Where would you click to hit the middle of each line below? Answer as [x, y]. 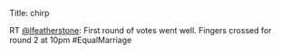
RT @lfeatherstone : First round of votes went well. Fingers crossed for [140, 30]
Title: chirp [29, 13]
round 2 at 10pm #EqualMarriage [71, 40]
